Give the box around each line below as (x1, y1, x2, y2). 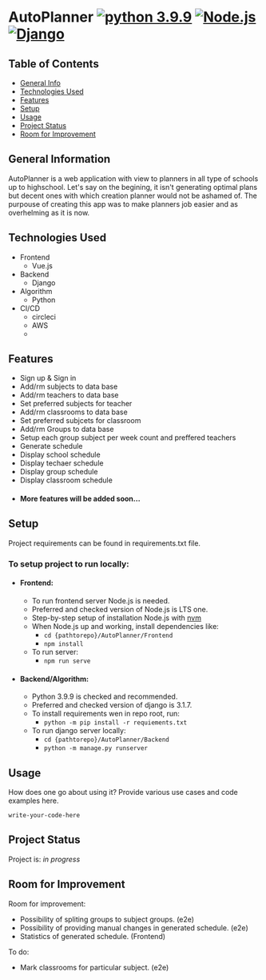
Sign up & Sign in (19, 373, 77, 383)
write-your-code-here (8, 811, 81, 819)
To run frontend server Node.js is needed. (31, 595, 170, 605)
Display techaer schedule (19, 458, 104, 468)
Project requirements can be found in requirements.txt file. (8, 538, 201, 548)
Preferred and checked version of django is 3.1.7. (31, 700, 193, 710)
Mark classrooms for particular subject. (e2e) (19, 962, 169, 972)
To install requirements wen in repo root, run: (31, 709, 180, 719)
